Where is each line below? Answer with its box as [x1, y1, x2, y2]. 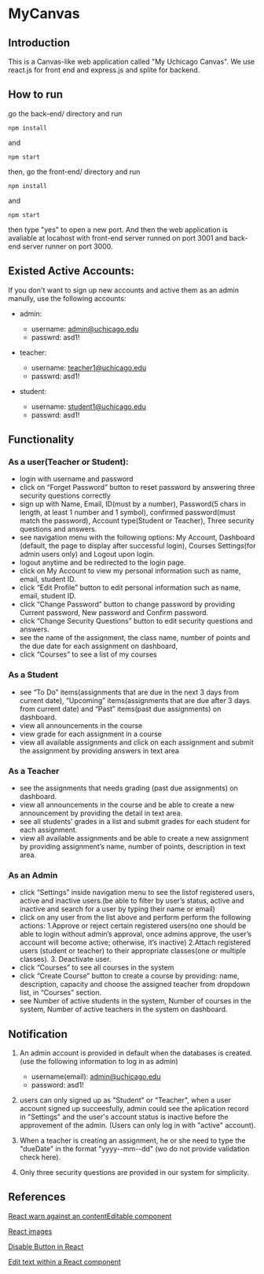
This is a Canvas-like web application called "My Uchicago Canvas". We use [8, 57, 255, 66]
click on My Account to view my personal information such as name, [19, 566, 241, 576]
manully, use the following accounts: [8, 293, 126, 303]
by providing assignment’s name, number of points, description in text [19, 841, 246, 851]
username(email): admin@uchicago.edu [31, 1072, 161, 1081]
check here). [19, 1153, 61, 1162]
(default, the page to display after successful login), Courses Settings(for [19, 541, 256, 550]
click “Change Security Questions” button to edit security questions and [19, 617, 253, 626]
